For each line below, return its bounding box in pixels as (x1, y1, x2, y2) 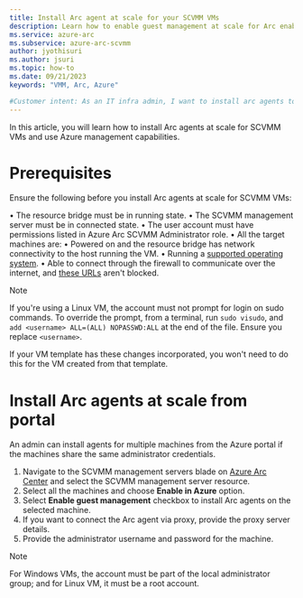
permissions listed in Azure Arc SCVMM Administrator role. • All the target (9, 229, 286, 240)
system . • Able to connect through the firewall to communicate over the (9, 258, 276, 269)
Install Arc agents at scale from (9, 390, 248, 411)
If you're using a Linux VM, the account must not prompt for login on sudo (9, 303, 284, 313)
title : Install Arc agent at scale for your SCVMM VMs (9, 13, 220, 23)
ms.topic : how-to (9, 64, 75, 73)
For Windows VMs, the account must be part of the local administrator (9, 568, 271, 579)
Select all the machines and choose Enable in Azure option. (22, 485, 245, 497)
